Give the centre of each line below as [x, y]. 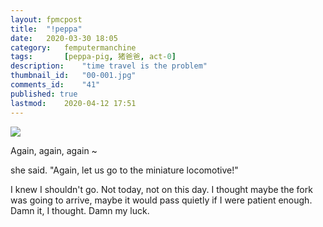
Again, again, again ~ [54, 150]
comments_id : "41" [55, 85]
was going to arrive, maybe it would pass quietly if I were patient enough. [161, 200]
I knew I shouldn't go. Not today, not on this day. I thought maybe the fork [161, 189]
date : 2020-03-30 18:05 [64, 38]
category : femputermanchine [73, 47]
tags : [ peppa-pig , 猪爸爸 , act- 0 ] [93, 57]
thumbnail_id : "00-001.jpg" [73, 76]
